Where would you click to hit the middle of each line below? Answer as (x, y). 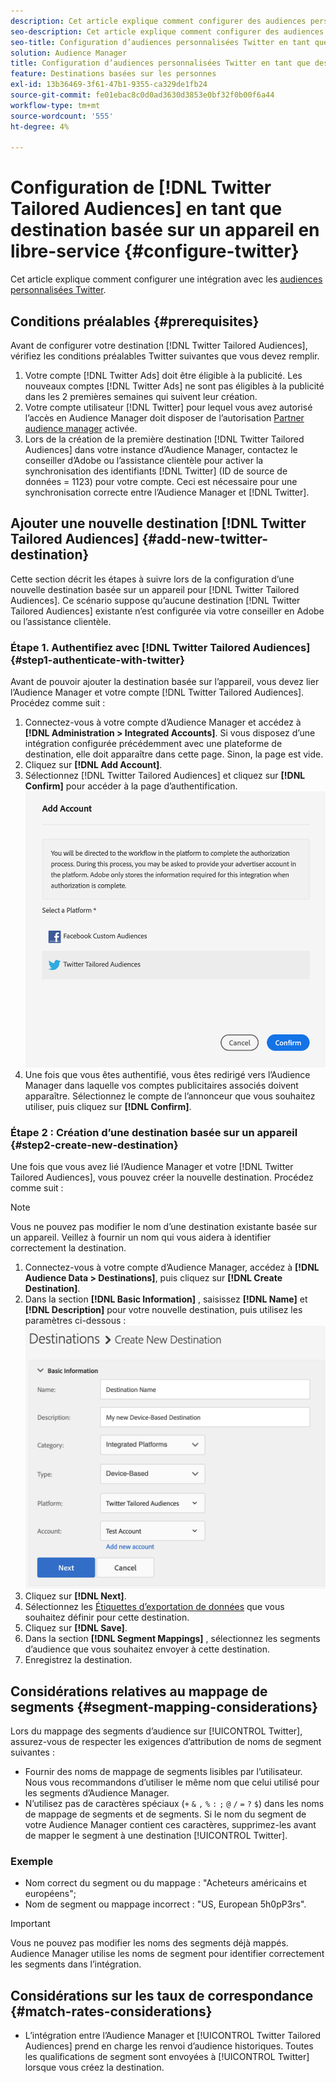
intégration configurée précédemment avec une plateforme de (153, 744)
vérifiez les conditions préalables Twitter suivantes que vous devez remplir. (165, 356)
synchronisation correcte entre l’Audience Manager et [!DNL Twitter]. (167, 492)
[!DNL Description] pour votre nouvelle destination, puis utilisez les (163, 1310)
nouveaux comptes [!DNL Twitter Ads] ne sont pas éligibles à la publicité (174, 386)
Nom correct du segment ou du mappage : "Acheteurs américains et (165, 1883)
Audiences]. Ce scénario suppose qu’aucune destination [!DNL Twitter (155, 600)
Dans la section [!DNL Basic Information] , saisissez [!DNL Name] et (166, 1299)
